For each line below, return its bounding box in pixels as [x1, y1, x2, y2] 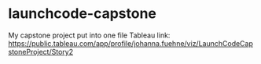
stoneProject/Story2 [8, 47, 73, 56]
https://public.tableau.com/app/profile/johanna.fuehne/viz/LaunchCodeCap [8, 38, 254, 48]
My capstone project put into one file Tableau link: [8, 30, 171, 40]
